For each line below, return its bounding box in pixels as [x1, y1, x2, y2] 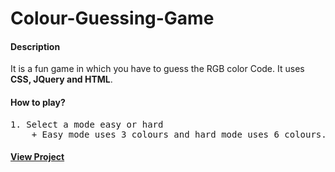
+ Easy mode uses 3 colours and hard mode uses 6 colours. [31, 128, 327, 140]
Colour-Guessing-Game [10, 7, 215, 30]
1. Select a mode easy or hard [10, 118, 164, 130]
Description [10, 40, 61, 52]
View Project [10, 151, 65, 163]
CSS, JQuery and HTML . [10, 73, 113, 86]
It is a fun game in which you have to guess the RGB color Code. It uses [10, 63, 305, 75]
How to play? [10, 96, 66, 108]
